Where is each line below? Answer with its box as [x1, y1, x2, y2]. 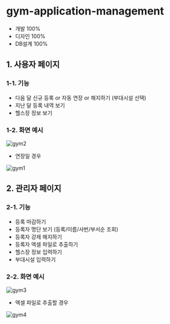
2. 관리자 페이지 [6, 183, 61, 194]
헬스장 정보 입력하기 [14, 248, 62, 255]
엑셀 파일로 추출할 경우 [14, 299, 69, 306]
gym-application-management [6, 4, 165, 18]
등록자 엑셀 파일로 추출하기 [14, 241, 78, 248]
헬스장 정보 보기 [14, 109, 52, 116]
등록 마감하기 [14, 218, 46, 225]
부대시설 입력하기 [14, 256, 56, 263]
